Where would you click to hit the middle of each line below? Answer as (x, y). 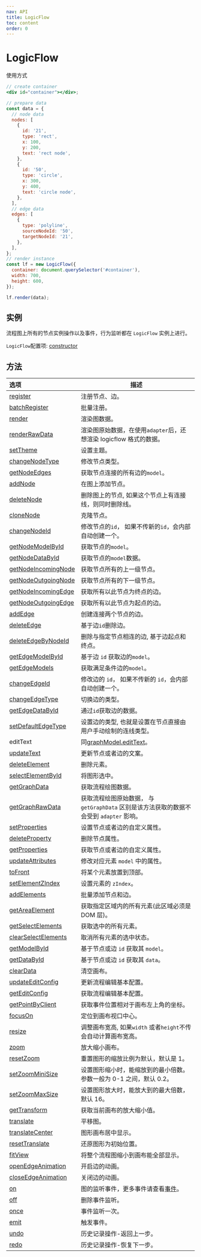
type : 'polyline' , (45, 226)
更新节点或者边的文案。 (114, 754)
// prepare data (26, 103)
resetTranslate (29, 1144)
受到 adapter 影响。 (114, 816)
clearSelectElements (38, 937)
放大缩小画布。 (102, 1047)
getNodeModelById (36, 546)
